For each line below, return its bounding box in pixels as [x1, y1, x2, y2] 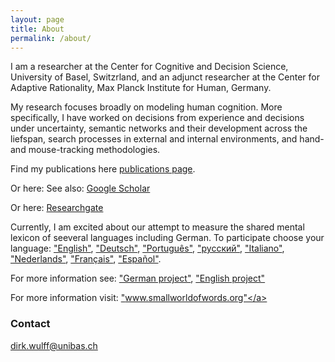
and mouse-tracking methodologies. [10, 144, 161, 156]
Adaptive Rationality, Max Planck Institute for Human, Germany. [10, 82, 272, 94]
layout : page [10, 14, 65, 25]
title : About [10, 24, 65, 34]
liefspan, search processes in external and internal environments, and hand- [10, 133, 325, 145]
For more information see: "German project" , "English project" [10, 272, 266, 285]
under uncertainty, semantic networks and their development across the [10, 122, 308, 135]
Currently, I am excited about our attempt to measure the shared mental [10, 221, 305, 233]
